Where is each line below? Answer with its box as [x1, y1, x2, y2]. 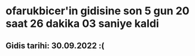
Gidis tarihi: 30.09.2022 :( [5, 41, 105, 51]
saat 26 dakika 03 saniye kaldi [5, 17, 159, 30]
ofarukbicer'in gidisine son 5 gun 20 [5, 4, 190, 18]
